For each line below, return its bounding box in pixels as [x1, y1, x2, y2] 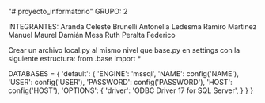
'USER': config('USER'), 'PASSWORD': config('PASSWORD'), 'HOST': [8, 78, 233, 86]
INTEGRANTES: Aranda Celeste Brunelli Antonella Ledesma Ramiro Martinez [8, 22, 257, 31]
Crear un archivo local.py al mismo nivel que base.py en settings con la [8, 46, 240, 54]
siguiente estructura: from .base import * [8, 54, 142, 63]
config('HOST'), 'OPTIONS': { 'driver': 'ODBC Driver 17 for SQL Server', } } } [8, 86, 254, 95]
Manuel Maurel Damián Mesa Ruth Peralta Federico [8, 31, 176, 39]
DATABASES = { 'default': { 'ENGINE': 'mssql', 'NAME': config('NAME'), [8, 69, 240, 78]
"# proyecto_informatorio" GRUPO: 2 [8, 7, 128, 16]
